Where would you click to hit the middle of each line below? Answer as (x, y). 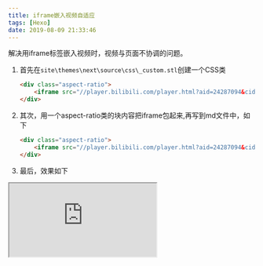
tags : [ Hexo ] (29, 23)
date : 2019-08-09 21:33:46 (52, 30)
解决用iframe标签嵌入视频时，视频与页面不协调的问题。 (98, 53)
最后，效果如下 (44, 170)
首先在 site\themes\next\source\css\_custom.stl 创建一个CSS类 (122, 70)
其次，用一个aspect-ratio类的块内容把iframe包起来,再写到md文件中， (131, 115)
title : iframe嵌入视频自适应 (52, 15)
